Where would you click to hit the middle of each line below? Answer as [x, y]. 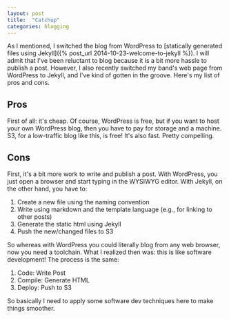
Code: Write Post [41, 273]
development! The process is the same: [63, 259]
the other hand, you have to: [47, 188]
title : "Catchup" [33, 20]
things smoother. [31, 308]
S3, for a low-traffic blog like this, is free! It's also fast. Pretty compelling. [111, 136]
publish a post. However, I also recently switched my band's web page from [115, 68]
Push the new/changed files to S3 [65, 231]
